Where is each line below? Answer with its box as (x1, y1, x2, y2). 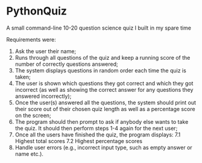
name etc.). (14, 150, 44, 158)
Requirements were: (6, 36, 56, 43)
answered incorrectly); (14, 92, 72, 100)
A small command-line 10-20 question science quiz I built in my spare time (6, 24, 192, 31)
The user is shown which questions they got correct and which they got (14, 80, 194, 87)
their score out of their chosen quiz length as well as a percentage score (14, 105, 195, 112)
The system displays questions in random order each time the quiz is (14, 66, 187, 74)
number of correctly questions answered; (14, 60, 119, 68)
